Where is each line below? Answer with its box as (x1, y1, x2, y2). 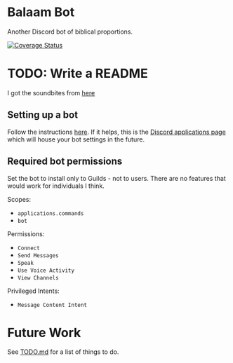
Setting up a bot (7, 109, 79, 121)
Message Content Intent (17, 301, 88, 308)
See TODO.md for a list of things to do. (7, 348, 119, 356)
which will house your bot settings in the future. (7, 135, 145, 144)
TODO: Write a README (7, 66, 149, 81)
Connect (17, 245, 40, 252)
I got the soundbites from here (7, 88, 95, 97)
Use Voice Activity (17, 267, 75, 274)
